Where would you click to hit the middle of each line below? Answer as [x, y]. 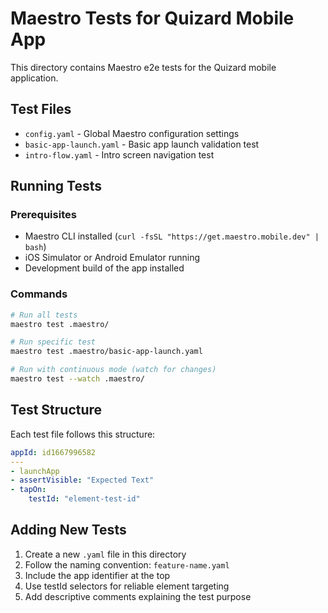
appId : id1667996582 [53, 452]
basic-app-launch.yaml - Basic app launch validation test [142, 144]
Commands [39, 294]
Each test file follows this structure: [83, 434]
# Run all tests [44, 315]
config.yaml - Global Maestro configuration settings [132, 133]
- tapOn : [28, 490]
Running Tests [56, 186]
